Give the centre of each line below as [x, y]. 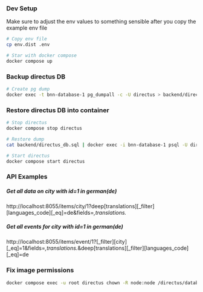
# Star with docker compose [42, 56]
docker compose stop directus [44, 129]
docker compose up [29, 61]
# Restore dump [25, 139]
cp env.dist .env [28, 45]
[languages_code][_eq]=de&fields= [50, 213]
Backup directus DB [36, 77]
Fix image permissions [40, 270]
